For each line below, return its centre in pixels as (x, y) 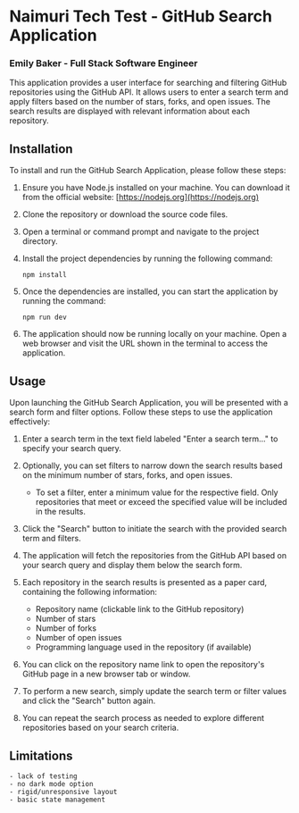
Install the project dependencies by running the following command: (147, 259)
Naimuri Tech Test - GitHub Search (141, 17)
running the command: (64, 301)
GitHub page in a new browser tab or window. (106, 674)
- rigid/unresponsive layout (63, 792)
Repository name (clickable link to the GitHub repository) (140, 609)
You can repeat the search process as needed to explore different (143, 718)
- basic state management (57, 800)
